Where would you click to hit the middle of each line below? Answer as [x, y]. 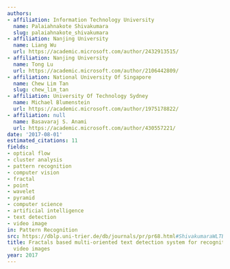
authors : [20, 13]
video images [32, 249]
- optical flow [29, 154]
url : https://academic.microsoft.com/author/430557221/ [94, 128]
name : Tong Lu [33, 64]
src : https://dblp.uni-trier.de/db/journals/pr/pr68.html [91, 236]
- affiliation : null [37, 115]
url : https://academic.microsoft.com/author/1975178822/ [96, 109]
